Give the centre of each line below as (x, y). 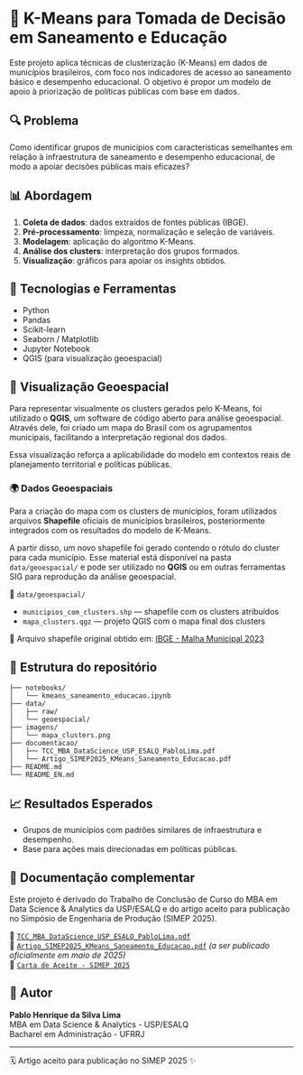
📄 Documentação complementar (102, 878)
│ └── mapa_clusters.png (60, 736)
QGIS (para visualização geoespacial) (92, 358)
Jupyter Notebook (56, 349)
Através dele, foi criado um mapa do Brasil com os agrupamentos (131, 428)
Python (36, 310)
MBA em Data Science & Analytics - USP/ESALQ (99, 1024)
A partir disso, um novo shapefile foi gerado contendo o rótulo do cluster (144, 548)
